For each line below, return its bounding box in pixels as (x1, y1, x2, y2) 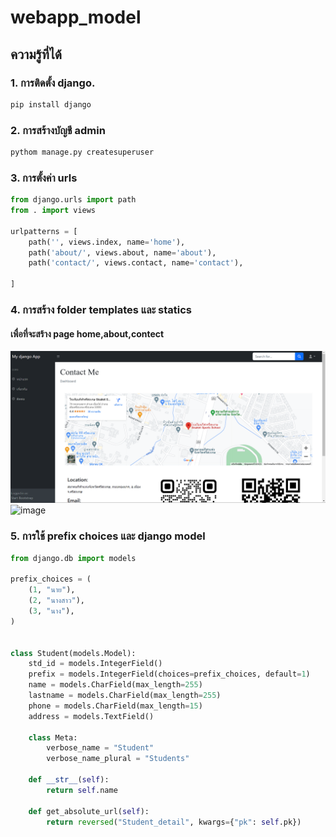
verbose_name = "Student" (46, 743, 155, 753)
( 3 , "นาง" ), (28, 606, 75, 616)
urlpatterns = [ (10, 226, 78, 236)
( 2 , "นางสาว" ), (28, 596, 85, 606)
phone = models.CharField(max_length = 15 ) (28, 701, 203, 711)
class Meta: (28, 732, 78, 743)
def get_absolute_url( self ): (28, 806, 150, 816)
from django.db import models (10, 553, 137, 563)
